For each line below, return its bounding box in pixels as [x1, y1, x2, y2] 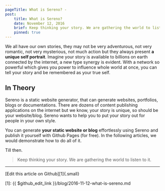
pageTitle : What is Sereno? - [5, 7, 67, 12]
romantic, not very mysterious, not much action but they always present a [5, 49, 154, 55]
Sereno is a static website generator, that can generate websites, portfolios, [5, 97, 158, 103]
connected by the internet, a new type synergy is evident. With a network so [5, 59, 160, 65]
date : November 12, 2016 [14, 21, 65, 26]
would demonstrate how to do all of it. [5, 137, 82, 143]
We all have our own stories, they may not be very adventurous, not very [5, 44, 152, 49]
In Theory [5, 84, 35, 92]
